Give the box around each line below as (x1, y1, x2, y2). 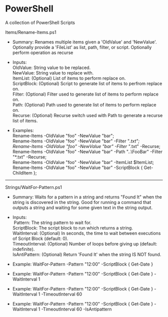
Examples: (12, 127, 34, 133)
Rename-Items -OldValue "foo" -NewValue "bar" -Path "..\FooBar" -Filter (12, 148, 163, 154)
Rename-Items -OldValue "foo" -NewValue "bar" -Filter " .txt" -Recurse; (12, 143, 161, 149)
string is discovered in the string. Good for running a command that (12, 199, 151, 205)
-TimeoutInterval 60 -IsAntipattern (41, 306, 112, 312)
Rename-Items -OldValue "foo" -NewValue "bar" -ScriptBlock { (12, 164, 143, 170)
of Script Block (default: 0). (12, 235, 68, 241)
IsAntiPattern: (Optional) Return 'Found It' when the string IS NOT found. (12, 251, 161, 257)
